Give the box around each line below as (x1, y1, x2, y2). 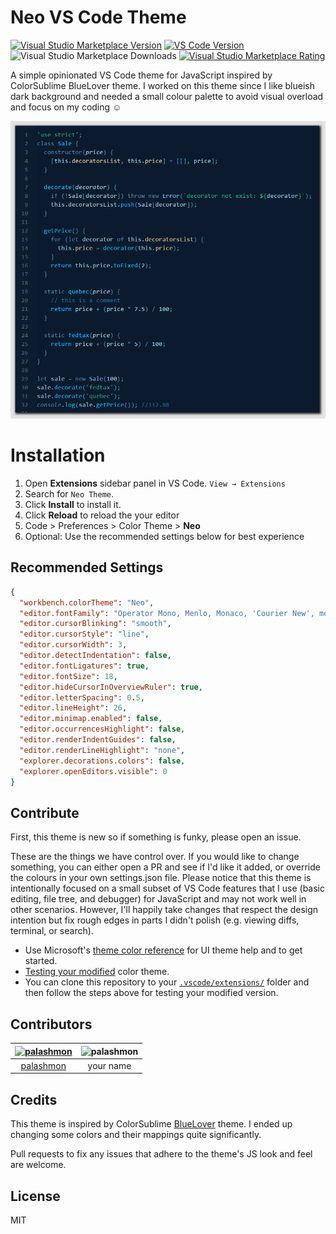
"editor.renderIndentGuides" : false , (19, 735, 177, 745)
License (10, 1187, 61, 1205)
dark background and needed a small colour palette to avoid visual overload (10, 90, 324, 102)
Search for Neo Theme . (24, 487, 115, 500)
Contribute (10, 804, 80, 821)
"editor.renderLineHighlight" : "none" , (19, 745, 186, 755)
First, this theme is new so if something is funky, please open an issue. (10, 831, 302, 843)
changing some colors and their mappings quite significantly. (10, 1129, 262, 1141)
